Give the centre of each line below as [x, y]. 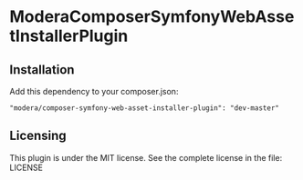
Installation [42, 70]
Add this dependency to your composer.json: [94, 91]
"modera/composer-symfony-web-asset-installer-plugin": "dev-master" [145, 108]
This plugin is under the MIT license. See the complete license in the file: [146, 157]
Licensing [38, 136]
